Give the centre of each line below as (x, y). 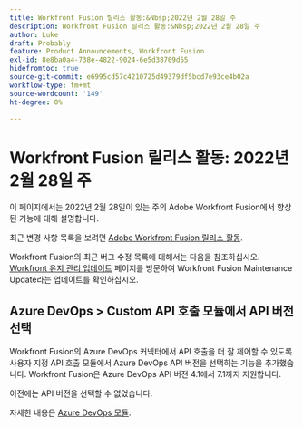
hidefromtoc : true (44, 69)
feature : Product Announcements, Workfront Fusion (107, 52)
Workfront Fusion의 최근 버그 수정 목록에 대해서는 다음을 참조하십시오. (135, 257)
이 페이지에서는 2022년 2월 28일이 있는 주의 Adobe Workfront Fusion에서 (142, 207)
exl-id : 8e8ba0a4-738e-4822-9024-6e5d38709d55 (99, 60)
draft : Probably (40, 43)
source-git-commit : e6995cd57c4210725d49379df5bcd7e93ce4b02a (129, 77)
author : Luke (34, 34)
